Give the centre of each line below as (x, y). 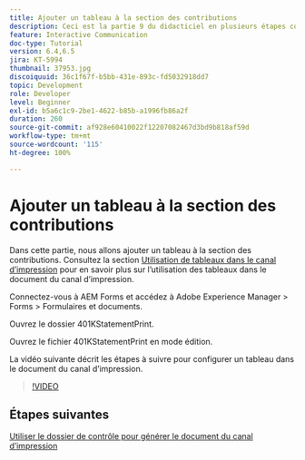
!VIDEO (45, 386)
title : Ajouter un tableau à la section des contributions (123, 18)
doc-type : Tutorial (46, 43)
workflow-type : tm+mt (50, 136)
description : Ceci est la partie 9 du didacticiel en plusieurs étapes (148, 26)
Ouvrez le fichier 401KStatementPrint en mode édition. (111, 341)
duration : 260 (36, 119)
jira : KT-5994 (36, 60)
